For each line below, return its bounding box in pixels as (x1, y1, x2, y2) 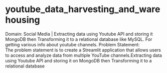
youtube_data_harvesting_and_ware (5, 4, 160, 15)
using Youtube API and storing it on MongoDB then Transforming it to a (5, 57, 152, 63)
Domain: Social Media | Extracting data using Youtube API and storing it (5, 31, 153, 37)
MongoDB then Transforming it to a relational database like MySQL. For (5, 36, 152, 42)
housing (5, 14, 40, 26)
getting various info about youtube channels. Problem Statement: (5, 41, 140, 47)
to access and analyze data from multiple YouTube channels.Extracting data (5, 52, 162, 58)
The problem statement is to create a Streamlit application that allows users (5, 47, 161, 53)
